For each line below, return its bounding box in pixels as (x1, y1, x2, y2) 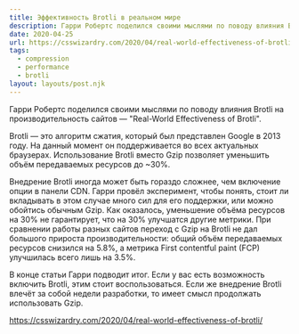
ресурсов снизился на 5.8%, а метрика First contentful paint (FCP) (9, 242, 261, 253)
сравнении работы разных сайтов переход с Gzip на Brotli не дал (9, 224, 258, 234)
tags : (9, 46, 29, 55)
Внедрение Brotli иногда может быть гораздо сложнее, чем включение (9, 175, 281, 187)
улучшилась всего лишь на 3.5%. (9, 251, 136, 263)
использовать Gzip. (9, 297, 84, 308)
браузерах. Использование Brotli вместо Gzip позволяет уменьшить (9, 149, 270, 160)
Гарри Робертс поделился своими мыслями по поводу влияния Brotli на (9, 103, 285, 114)
